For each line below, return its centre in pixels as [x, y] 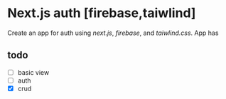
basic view [33, 72]
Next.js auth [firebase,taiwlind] [102, 13]
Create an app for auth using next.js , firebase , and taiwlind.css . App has [113, 33]
